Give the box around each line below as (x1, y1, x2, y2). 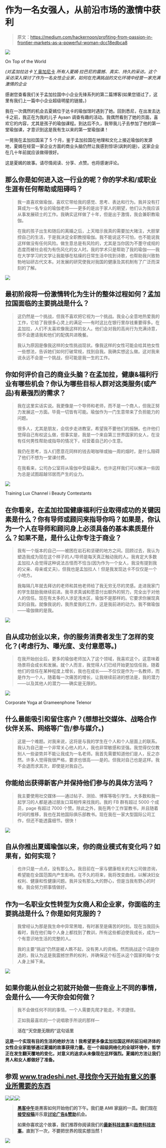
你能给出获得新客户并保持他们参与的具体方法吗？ (5, 779, 154, 787)
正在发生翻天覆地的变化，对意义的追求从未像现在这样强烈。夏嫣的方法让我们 (5, 1051, 161, 1057)
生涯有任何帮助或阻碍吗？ (5, 185, 83, 193)
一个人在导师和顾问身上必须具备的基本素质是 (11, 524, 148, 533)
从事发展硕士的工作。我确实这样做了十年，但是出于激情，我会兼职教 (17, 211, 156, 217)
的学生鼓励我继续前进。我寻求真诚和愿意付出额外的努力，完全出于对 (17, 589, 156, 595)
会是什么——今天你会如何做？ (5, 993, 96, 1001)
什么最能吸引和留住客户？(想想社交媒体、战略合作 (5, 715, 157, 723)
